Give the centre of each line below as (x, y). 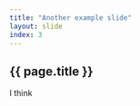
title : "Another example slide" (70, 18)
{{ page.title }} (51, 71)
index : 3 (26, 34)
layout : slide (36, 26)
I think (21, 93)
